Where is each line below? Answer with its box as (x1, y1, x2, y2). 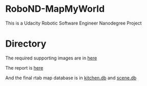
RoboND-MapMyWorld (5, 3, 105, 15)
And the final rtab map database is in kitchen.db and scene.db (5, 75, 137, 81)
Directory (5, 38, 47, 50)
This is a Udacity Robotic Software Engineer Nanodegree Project (5, 20, 142, 26)
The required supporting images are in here (5, 55, 97, 61)
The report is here (5, 64, 44, 71)
